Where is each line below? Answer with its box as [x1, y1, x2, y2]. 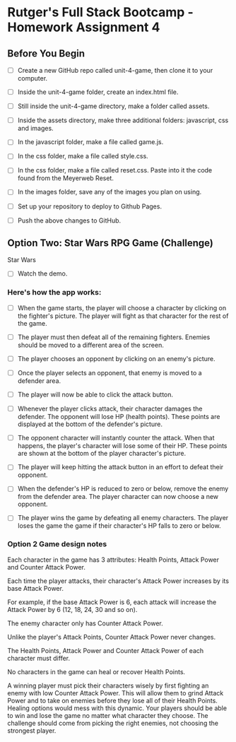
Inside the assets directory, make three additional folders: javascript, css [17, 116, 229, 124]
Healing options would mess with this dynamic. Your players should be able [7, 704, 228, 712]
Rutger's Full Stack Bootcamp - [7, 4, 194, 20]
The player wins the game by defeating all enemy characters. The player [17, 514, 229, 522]
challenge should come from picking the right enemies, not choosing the [7, 719, 219, 727]
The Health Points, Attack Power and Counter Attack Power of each [7, 646, 204, 654]
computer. [17, 74, 48, 83]
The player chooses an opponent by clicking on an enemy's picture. [17, 354, 216, 363]
